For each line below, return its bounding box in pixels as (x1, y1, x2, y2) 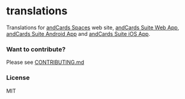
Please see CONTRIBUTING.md (6, 58, 85, 66)
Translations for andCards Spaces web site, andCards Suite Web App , (6, 24, 180, 31)
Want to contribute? (6, 45, 66, 53)
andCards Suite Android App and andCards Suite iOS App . (6, 30, 150, 37)
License (6, 73, 30, 82)
